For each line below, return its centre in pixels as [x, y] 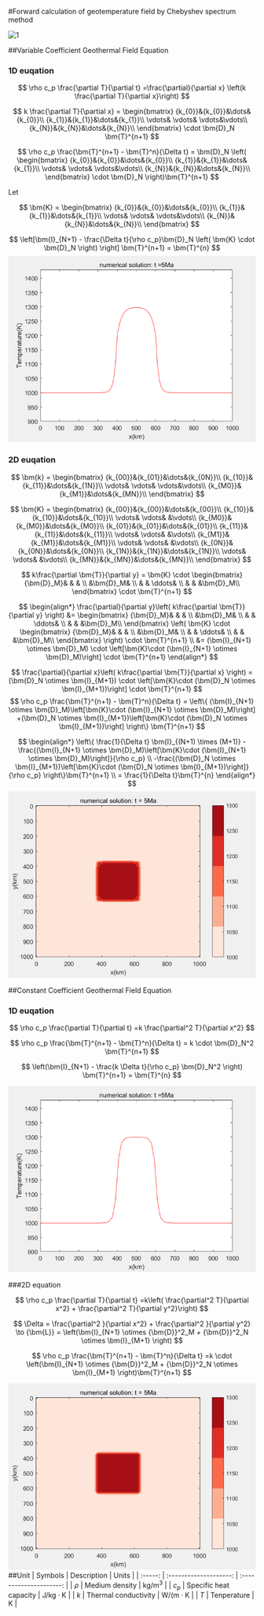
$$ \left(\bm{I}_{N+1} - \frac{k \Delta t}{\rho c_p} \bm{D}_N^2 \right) [132, 1066]
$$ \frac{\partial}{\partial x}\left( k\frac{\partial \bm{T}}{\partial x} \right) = [132, 672]
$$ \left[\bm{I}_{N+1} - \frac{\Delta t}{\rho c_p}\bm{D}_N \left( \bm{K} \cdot [132, 240]
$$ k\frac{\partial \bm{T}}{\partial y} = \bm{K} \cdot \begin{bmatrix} [132, 574]
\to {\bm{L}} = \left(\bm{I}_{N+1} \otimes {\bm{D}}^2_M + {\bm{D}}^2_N [132, 1332]
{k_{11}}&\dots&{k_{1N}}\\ [63, 485]
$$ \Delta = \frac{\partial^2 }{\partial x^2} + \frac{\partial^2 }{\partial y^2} [132, 1324]
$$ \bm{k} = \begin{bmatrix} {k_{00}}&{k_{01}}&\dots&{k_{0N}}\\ [116, 477]
